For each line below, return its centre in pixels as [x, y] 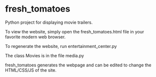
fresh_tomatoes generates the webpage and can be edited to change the [78, 65]
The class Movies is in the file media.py [45, 55]
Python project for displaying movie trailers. [49, 22]
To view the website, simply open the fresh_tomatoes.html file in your [75, 31]
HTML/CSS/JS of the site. [31, 70]
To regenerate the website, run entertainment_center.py [61, 46]
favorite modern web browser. [35, 37]
